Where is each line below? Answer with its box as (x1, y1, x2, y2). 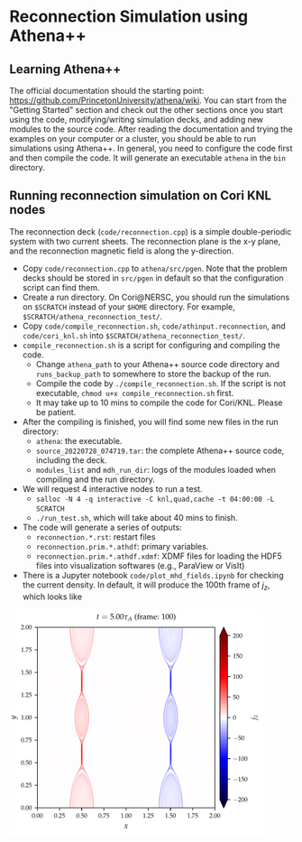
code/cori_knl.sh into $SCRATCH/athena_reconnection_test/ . (22, 329, 246, 340)
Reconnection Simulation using (9, 6, 249, 27)
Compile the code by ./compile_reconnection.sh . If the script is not (35, 377, 287, 389)
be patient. (35, 406, 77, 417)
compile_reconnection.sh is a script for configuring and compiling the (22, 339, 281, 350)
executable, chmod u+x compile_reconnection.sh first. (35, 387, 234, 398)
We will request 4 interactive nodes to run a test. (22, 483, 203, 494)
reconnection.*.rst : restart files (35, 531, 156, 542)
